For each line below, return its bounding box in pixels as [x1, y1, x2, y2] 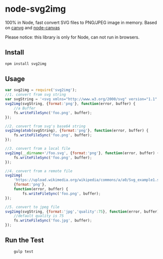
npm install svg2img [5, 61, 47, 66]
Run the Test [5, 236, 44, 244]
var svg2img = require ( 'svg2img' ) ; [5, 88, 77, 93]
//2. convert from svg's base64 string [5, 123, 86, 129]
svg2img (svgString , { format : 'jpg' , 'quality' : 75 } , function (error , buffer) [5, 209, 160, 214]
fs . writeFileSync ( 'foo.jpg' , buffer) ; [14, 218, 92, 223]
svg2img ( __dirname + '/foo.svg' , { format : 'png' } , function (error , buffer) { [5, 150, 160, 156]
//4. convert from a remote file [5, 168, 73, 174]
